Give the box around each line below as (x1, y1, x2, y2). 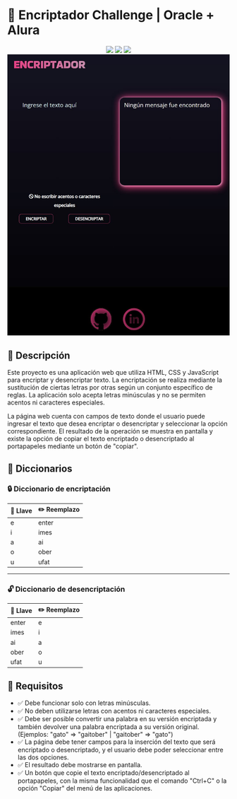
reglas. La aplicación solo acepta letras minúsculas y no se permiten (7, 391, 206, 399)
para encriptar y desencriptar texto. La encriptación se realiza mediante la (7, 375, 222, 385)
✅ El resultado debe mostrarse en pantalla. (17, 761, 142, 769)
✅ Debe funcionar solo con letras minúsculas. (17, 699, 151, 707)
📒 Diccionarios (7, 462, 73, 474)
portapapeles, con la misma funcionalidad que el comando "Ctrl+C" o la (17, 776, 227, 785)
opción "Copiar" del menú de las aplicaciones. (17, 784, 153, 793)
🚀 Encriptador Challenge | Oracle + (7, 7, 215, 23)
